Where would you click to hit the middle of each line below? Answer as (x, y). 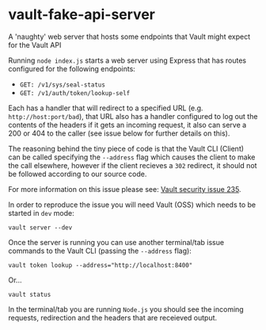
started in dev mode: (41, 213)
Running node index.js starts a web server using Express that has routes (127, 60)
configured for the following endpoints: (72, 68)
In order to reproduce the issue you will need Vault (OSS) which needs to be (132, 205)
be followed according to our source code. (78, 174)
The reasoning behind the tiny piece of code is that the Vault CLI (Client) (126, 148)
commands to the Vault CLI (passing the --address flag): (100, 251)
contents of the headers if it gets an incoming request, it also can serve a (127, 125)
